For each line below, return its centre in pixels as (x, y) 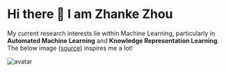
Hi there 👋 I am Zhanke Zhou (90, 14)
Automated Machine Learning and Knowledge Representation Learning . (113, 40)
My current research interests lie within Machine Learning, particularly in (111, 33)
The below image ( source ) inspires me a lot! (70, 48)
